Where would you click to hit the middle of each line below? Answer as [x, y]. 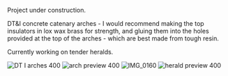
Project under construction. [46, 10]
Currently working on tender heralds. [60, 52]
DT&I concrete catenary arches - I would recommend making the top [106, 23]
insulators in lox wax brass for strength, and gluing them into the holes [108, 31]
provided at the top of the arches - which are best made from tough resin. [113, 38]
